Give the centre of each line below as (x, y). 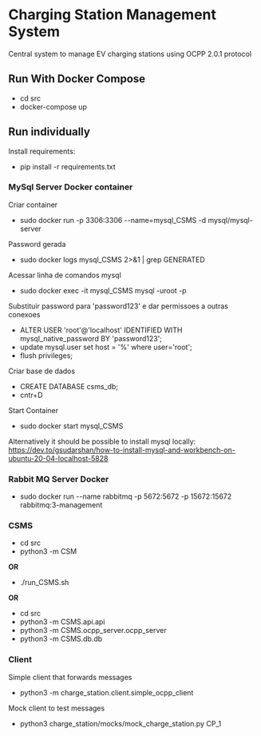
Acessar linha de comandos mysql (65, 275)
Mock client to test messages (57, 708)
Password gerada (37, 244)
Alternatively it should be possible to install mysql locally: (102, 441)
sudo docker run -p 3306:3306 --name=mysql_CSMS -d (113, 220)
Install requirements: (42, 151)
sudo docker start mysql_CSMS (71, 426)
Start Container (33, 410)
